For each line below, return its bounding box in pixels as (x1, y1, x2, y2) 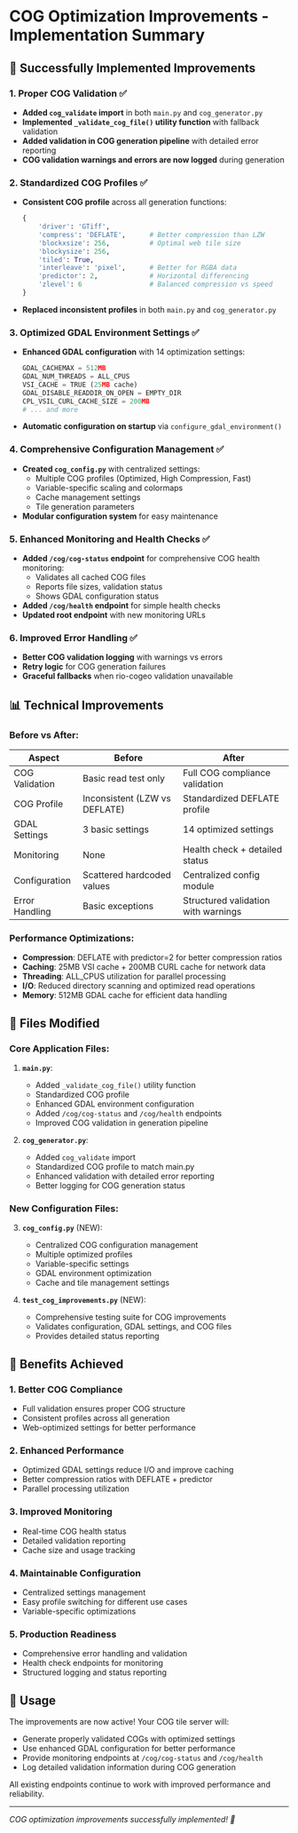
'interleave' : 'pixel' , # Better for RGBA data (38, 264, 238, 273)
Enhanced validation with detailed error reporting (35, 1170, 215, 1182)
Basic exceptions (82, 900, 153, 912)
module (183, 880, 215, 893)
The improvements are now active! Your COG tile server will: (9, 1717, 230, 1727)
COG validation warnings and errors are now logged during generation (21, 154, 286, 165)
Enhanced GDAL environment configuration (35, 1099, 195, 1109)
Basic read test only (82, 773, 166, 785)
